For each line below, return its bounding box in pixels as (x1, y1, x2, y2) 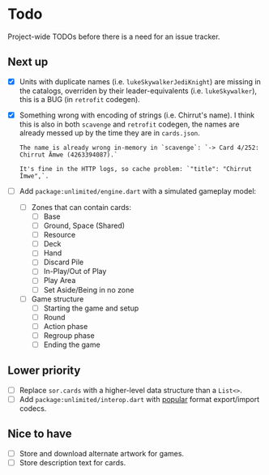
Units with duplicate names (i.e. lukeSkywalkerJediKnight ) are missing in (19, 76, 261, 86)
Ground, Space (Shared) (43, 220, 126, 231)
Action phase (43, 321, 88, 331)
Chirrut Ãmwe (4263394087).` (19, 151, 118, 159)
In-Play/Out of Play (43, 267, 107, 276)
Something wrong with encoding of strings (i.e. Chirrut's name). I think (19, 110, 255, 120)
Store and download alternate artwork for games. (19, 448, 184, 458)
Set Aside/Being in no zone (43, 285, 134, 294)
